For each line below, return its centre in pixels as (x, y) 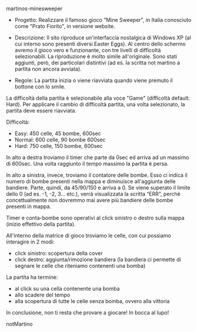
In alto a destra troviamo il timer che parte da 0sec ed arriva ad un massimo (98, 157)
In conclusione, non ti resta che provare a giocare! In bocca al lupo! (88, 313)
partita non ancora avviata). (48, 69)
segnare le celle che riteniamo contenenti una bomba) (80, 266)
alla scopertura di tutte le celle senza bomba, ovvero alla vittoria (92, 301)
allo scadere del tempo (42, 295)
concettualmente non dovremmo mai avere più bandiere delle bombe (90, 200)
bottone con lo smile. (40, 87)
